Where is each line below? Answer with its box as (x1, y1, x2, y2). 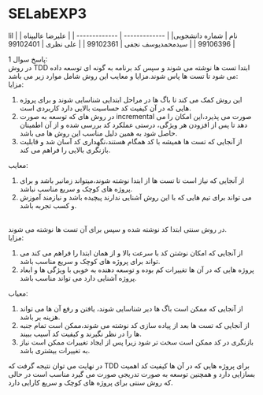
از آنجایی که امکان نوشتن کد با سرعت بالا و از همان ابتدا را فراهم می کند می (19, 248, 243, 257)
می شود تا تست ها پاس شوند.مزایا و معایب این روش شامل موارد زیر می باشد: (8, 71, 239, 80)
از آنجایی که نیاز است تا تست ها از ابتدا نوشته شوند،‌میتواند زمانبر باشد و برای (19, 175, 245, 185)
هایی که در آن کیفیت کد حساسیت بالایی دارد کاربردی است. (19, 103, 191, 113)
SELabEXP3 (8, 5, 87, 23)
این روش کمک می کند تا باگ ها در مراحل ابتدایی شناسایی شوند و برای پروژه (19, 95, 243, 104)
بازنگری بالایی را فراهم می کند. (19, 145, 111, 155)
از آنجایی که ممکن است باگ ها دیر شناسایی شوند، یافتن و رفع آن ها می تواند (19, 304, 243, 313)
